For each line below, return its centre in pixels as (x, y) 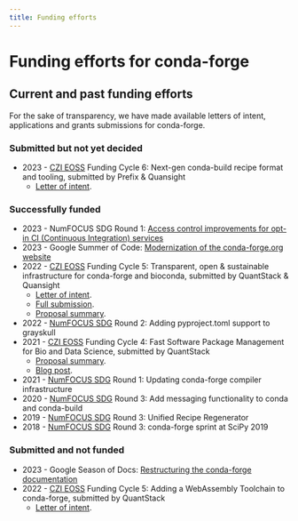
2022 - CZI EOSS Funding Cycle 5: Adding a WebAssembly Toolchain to (153, 488)
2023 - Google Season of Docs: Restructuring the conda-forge (137, 469)
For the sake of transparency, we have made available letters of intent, (137, 116)
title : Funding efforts (53, 17)
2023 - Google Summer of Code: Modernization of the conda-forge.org (153, 248)
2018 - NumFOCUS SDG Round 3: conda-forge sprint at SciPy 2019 (145, 427)
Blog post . (54, 371)
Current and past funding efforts (101, 94)
